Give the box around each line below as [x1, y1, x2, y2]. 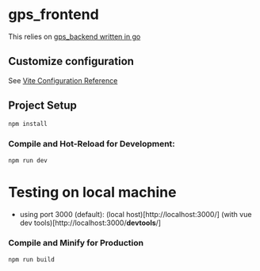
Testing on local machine [8, 183, 177, 201]
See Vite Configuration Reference [8, 75, 118, 85]
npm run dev [8, 156, 48, 164]
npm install [8, 120, 48, 128]
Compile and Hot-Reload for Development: [8, 139, 176, 150]
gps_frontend [8, 6, 99, 24]
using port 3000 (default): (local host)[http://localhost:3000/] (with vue [19, 209, 252, 219]
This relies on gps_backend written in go [8, 32, 141, 41]
